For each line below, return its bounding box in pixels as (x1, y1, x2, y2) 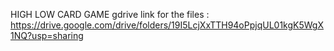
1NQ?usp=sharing (10, 30, 84, 41)
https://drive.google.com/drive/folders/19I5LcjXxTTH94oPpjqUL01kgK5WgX (10, 19, 324, 31)
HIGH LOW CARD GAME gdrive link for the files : (10, 9, 210, 20)
